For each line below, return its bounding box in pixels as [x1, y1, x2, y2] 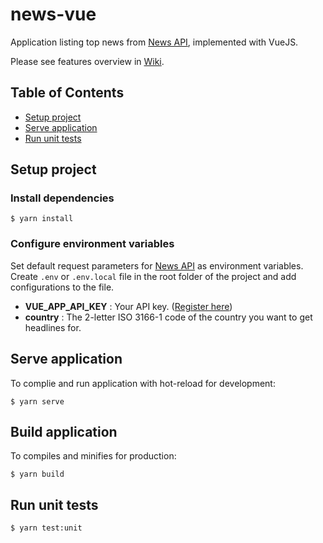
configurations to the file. [10, 281, 115, 293]
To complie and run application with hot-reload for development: [10, 377, 276, 389]
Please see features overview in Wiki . [10, 55, 165, 67]
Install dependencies [10, 191, 115, 205]
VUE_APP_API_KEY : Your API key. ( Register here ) [24, 300, 233, 312]
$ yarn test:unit [10, 523, 83, 533]
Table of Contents [10, 84, 125, 102]
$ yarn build [10, 469, 65, 480]
